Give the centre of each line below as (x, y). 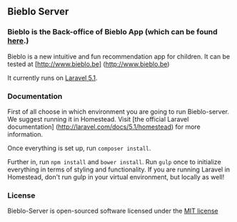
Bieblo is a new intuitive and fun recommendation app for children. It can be (119, 56)
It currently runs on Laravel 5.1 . (52, 78)
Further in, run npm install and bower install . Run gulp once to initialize (114, 162)
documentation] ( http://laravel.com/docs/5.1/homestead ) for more (104, 127)
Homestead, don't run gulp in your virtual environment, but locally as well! (116, 176)
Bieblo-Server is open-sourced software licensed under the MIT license (113, 211)
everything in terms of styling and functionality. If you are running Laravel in (119, 169)
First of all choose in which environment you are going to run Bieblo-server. (118, 111)
